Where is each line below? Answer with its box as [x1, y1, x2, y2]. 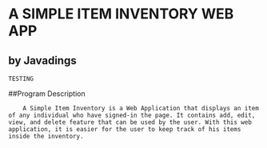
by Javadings [8, 54, 78, 67]
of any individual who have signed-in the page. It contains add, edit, [8, 111, 256, 119]
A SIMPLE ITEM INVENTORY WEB [8, 5, 234, 23]
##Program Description [8, 89, 86, 98]
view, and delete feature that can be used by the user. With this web [8, 118, 252, 126]
